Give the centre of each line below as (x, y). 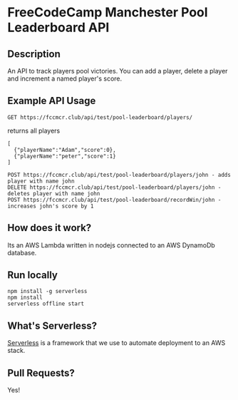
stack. (16, 351)
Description (34, 54)
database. (22, 252)
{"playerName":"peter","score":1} (65, 156)
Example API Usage (52, 101)
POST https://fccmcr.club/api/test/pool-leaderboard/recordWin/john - (114, 200)
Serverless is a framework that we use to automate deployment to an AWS (117, 343)
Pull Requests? (41, 373)
